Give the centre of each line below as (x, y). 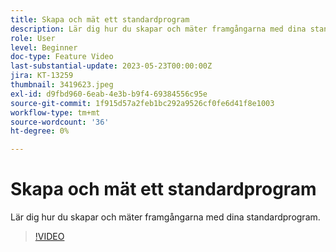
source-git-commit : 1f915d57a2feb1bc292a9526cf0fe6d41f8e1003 (142, 103)
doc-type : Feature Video (62, 57)
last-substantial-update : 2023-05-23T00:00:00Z (111, 66)
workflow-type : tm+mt (55, 112)
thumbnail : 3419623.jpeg (62, 85)
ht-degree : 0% (40, 131)
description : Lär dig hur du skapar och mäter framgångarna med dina (158, 29)
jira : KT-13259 (42, 76)
